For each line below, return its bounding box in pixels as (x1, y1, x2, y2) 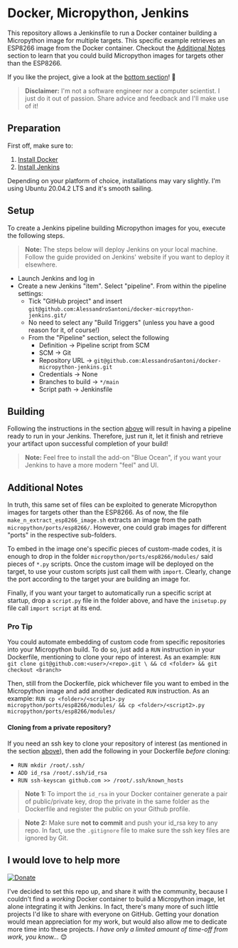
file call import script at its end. (7, 604, 102, 612)
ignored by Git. (24, 833, 69, 842)
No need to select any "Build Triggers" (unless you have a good (28, 318, 215, 326)
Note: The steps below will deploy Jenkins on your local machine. (24, 244, 218, 254)
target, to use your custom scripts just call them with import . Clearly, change (7, 567, 232, 576)
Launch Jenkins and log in (17, 274, 95, 282)
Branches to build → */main (38, 377, 119, 386)
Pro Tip (7, 622, 33, 632)
